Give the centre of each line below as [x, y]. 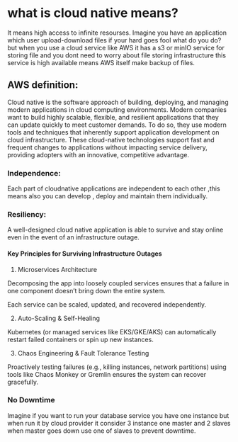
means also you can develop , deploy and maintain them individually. [108, 196]
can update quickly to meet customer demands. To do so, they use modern [117, 125]
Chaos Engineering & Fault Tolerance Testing [83, 353]
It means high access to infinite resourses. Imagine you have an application [117, 33]
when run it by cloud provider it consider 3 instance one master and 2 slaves [119, 423]
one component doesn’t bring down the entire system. [87, 290]
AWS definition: [43, 85]
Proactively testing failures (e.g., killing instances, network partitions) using [117, 367]
